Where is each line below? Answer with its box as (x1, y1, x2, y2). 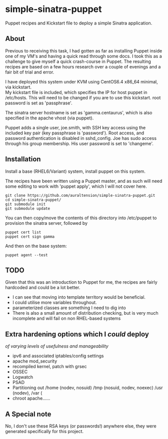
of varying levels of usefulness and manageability (5, 343, 108, 349)
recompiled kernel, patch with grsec (12, 364, 87, 370)
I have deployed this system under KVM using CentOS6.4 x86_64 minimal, (5, 78, 158, 84)
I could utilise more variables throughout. (12, 300, 97, 306)
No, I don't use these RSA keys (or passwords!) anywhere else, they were (5, 423, 156, 429)
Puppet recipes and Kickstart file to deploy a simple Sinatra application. (5, 20, 152, 26)
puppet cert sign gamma (5, 234, 55, 239)
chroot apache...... (12, 396, 50, 402)
